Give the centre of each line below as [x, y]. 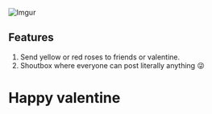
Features [31, 37]
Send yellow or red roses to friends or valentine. [100, 57]
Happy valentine [64, 98]
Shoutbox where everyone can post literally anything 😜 [112, 65]
